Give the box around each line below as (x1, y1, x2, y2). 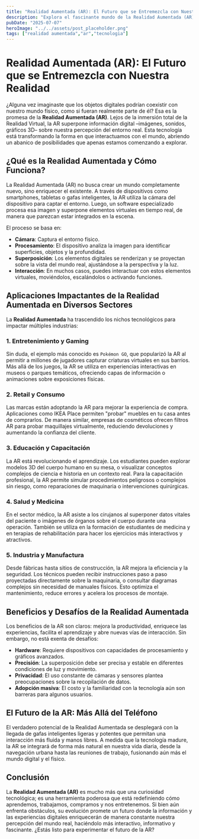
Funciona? (6, 166, 46, 176)
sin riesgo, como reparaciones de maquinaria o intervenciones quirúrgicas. (6, 482, 190, 490)
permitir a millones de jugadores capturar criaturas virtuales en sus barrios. (6, 357, 190, 364)
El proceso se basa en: (6, 224, 62, 231)
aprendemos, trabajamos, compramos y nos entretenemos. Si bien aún (6, 800, 179, 808)
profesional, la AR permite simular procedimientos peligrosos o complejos (6, 476, 186, 484)
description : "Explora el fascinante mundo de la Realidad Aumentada (6, 14, 182, 20)
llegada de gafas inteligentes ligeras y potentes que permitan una (6, 730, 166, 737)
